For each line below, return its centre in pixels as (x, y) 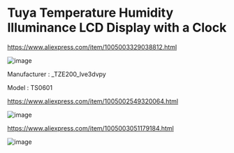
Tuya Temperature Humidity (90, 13)
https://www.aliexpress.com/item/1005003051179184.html (91, 128)
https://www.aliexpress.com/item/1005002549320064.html (93, 101)
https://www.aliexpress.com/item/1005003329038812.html (92, 47)
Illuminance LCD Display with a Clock (117, 28)
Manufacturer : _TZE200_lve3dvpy (57, 74)
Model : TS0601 (30, 87)
